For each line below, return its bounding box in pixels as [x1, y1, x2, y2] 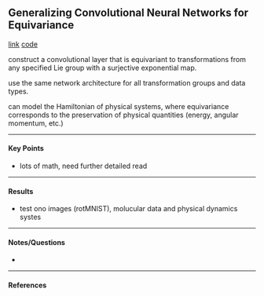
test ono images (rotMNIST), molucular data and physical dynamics [19, 204, 238, 214]
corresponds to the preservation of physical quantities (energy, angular [8, 110, 239, 119]
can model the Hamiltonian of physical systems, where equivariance [8, 101, 229, 111]
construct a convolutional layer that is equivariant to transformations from [8, 54, 246, 64]
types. [8, 86, 29, 96]
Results [8, 186, 34, 196]
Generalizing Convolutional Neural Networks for [8, 6, 249, 20]
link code [8, 39, 38, 49]
